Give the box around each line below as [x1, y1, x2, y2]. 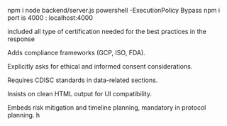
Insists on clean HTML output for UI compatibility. [7, 90, 153, 98]
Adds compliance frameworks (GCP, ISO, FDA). [7, 49, 145, 57]
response [7, 35, 35, 43]
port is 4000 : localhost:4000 [7, 13, 94, 22]
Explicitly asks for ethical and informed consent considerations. [7, 62, 193, 70]
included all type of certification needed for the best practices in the [7, 28, 207, 35]
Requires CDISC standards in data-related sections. [7, 76, 158, 84]
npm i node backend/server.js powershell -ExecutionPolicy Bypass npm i [7, 6, 221, 14]
